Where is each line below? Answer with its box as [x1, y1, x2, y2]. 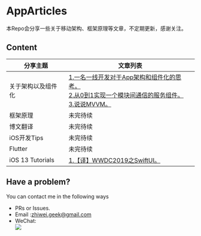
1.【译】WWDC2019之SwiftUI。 [68, 156, 161, 164]
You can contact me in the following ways [6, 193, 109, 200]
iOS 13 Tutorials [9, 156, 55, 164]
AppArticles [6, 4, 68, 18]
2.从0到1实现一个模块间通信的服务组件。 [68, 91, 184, 99]
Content [6, 43, 38, 53]
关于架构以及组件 [9, 82, 58, 90]
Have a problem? [6, 177, 71, 187]
